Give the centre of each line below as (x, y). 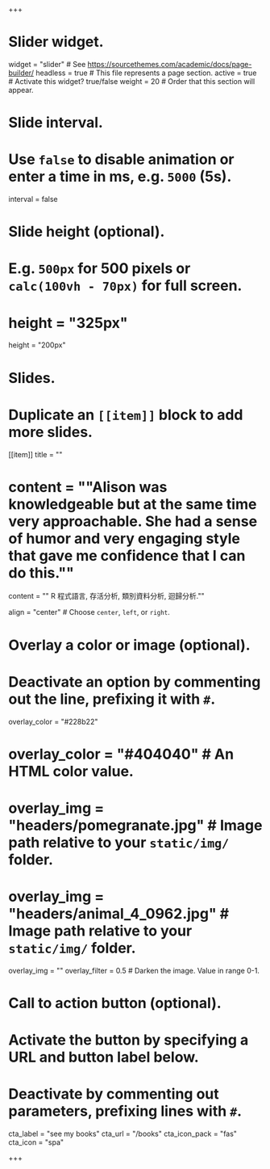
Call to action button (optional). (115, 1003)
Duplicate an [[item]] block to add (126, 415)
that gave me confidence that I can (127, 555)
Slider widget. (56, 42)
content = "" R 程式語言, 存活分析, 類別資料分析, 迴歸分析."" (107, 596)
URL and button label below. (104, 1057)
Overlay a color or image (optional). (130, 645)
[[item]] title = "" (35, 454)
